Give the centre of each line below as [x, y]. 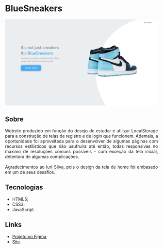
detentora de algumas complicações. [42, 157]
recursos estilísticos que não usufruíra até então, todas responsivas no [81, 146]
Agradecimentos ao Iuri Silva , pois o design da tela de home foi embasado [81, 167]
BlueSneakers [34, 9]
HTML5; [20, 199]
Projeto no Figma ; [30, 236]
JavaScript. [24, 209]
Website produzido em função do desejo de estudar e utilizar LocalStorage [81, 131]
